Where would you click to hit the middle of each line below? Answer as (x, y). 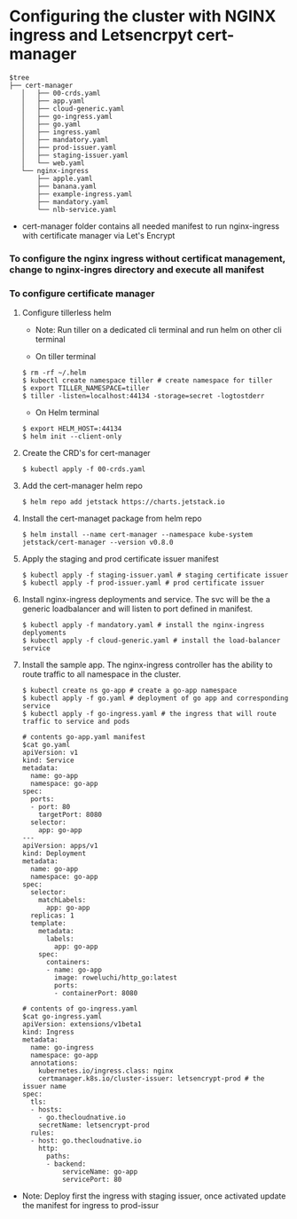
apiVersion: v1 (50, 753)
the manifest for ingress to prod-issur (90, 1206)
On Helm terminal (67, 413)
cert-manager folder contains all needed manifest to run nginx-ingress (151, 226)
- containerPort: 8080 (96, 994)
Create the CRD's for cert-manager (86, 453)
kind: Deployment (54, 853)
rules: (43, 1133)
